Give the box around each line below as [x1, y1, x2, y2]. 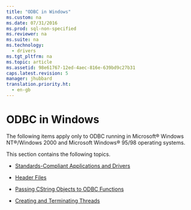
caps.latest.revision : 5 [6, 70, 68, 76]
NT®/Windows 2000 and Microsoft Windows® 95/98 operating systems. [6, 139, 186, 146]
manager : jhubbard [6, 76, 52, 82]
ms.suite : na [6, 37, 39, 43]
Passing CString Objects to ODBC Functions [14, 185, 124, 193]
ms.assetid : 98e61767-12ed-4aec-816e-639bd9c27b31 [6, 64, 136, 71]
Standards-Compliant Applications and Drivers [14, 162, 130, 169]
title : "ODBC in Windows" [6, 8, 71, 15]
